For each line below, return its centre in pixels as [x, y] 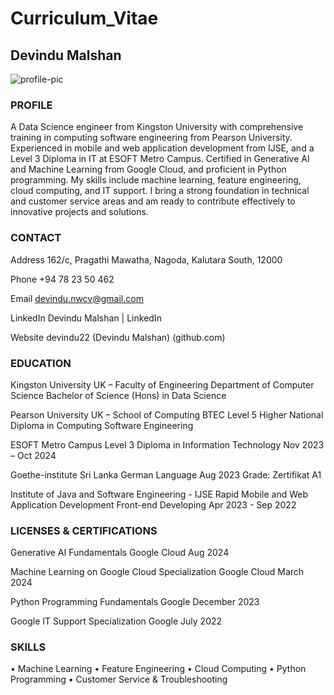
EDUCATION [41, 363]
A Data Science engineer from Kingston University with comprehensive [157, 127]
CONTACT [36, 238]
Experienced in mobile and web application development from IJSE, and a [162, 148]
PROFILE [31, 105]
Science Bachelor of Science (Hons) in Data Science [118, 395]
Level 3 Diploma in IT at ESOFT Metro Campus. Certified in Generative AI [160, 159]
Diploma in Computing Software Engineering [102, 425]
